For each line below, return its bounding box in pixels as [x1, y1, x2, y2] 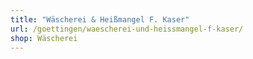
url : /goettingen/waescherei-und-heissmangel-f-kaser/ [10, 24, 244, 34]
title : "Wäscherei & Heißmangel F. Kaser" [10, 14, 190, 25]
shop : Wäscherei [10, 33, 78, 43]
